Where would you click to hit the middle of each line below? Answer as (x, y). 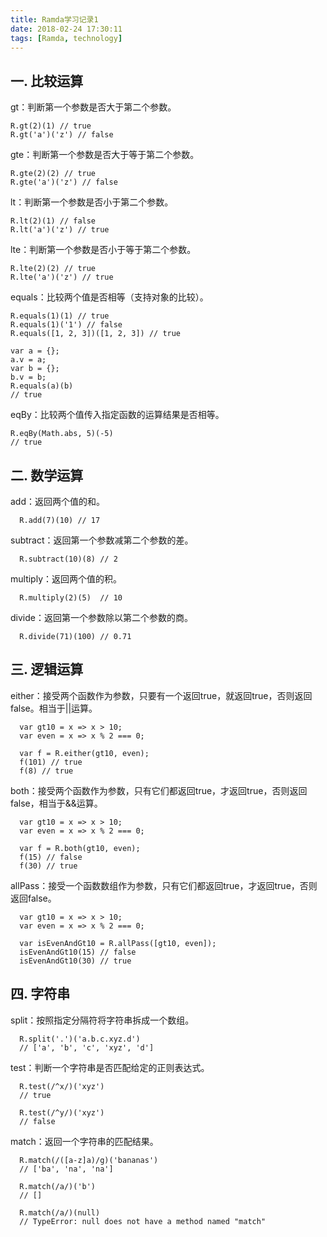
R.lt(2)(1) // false (53, 221)
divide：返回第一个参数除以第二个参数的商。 (101, 617)
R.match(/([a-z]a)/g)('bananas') (89, 1160)
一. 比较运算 (47, 81)
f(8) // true (46, 771)
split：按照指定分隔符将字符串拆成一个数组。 (102, 1020)
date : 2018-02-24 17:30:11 (66, 29)
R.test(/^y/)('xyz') (62, 1112)
